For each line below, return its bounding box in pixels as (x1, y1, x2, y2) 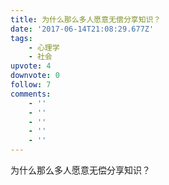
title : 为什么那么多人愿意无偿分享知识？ (10, 14, 162, 25)
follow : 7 (10, 80, 52, 90)
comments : (10, 89, 52, 99)
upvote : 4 (10, 61, 52, 71)
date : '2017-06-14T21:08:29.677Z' (10, 24, 155, 34)
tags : (10, 33, 33, 43)
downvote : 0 (10, 71, 60, 81)
